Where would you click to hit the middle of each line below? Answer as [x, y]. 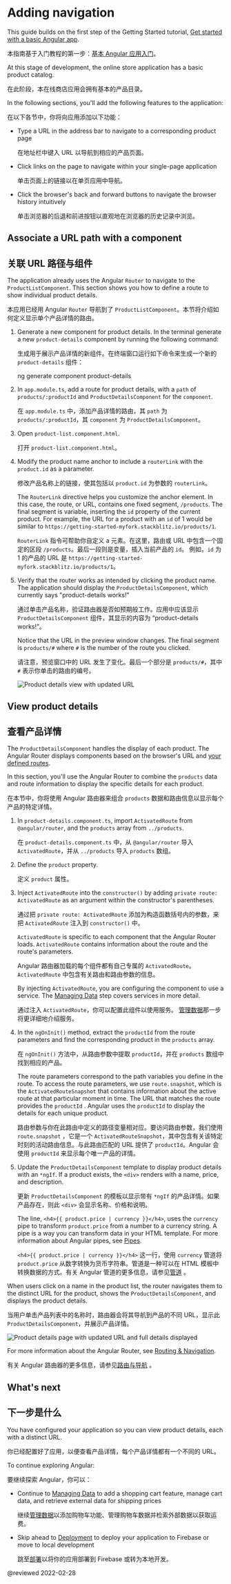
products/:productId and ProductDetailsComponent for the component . [115, 397]
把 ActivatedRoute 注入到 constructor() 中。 [80, 923]
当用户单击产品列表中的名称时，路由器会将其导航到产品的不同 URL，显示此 [114, 1315]
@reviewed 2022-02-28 [41, 1573]
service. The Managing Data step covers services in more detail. [109, 996]
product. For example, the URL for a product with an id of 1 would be [114, 519]
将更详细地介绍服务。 [47, 1018]
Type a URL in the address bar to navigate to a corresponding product [117, 131]
